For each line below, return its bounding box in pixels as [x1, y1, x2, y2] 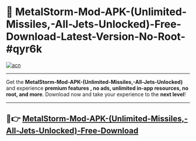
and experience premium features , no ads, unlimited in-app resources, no [6, 84, 188, 91]
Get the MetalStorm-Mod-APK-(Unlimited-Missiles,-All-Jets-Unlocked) [6, 78, 183, 85]
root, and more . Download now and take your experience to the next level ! [6, 90, 186, 98]
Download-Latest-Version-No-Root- [6, 30, 185, 43]
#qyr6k [6, 43, 43, 56]
